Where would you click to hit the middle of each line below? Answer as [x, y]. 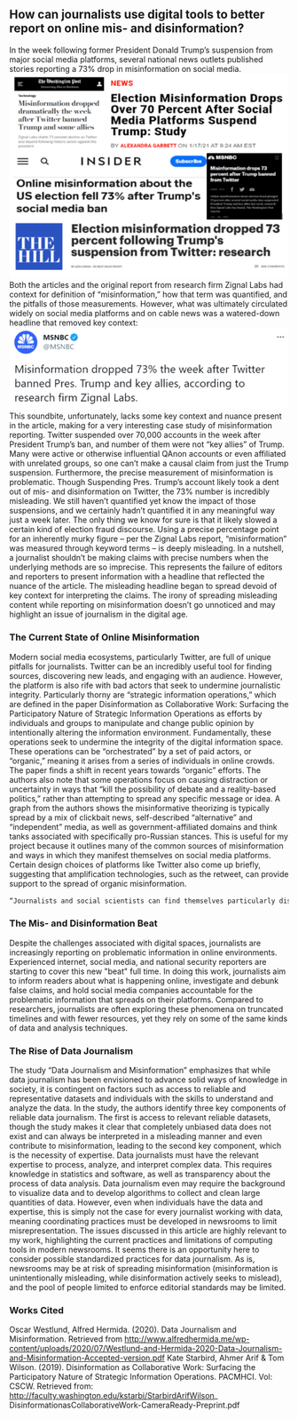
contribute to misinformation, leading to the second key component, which [145, 1145]
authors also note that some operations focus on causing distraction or [139, 779]
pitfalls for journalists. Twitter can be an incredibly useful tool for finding [141, 666]
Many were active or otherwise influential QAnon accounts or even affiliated [148, 454]
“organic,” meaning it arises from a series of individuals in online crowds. [142, 761]
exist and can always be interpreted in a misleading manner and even [136, 1136]
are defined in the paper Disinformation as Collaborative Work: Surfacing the [149, 704]
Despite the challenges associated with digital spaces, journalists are [135, 943]
